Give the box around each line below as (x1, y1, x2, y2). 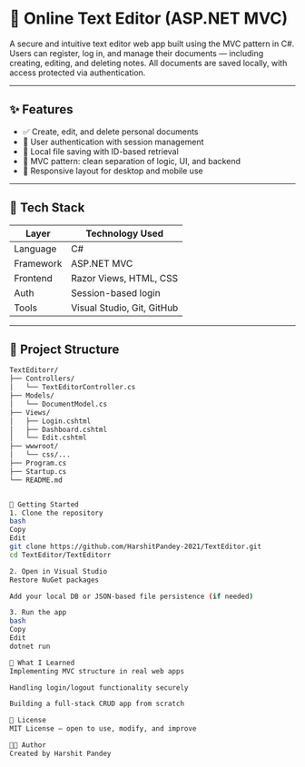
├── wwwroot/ (9, 442, 59, 451)
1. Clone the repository (9, 508, 103, 517)
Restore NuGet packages (9, 575, 100, 585)
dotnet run (9, 642, 51, 651)
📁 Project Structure (9, 341, 120, 357)
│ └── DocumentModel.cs (9, 399, 107, 408)
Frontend (14, 271, 53, 284)
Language (14, 242, 57, 255)
